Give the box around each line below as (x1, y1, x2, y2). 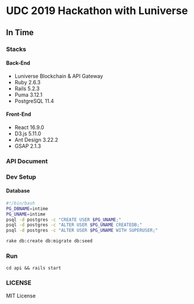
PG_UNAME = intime (6, 211, 46, 217)
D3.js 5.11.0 (14, 130, 41, 137)
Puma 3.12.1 (14, 91, 43, 98)
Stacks (6, 45, 26, 53)
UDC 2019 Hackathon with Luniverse (6, 4, 188, 18)
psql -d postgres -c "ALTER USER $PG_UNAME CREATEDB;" (6, 222, 143, 228)
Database (6, 187, 30, 194)
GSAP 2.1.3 (14, 142, 41, 149)
